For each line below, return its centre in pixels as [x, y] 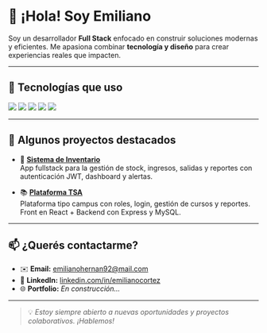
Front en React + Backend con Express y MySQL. [100, 212]
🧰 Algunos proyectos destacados [92, 140]
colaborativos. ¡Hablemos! [71, 321]
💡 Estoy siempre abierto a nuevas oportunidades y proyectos [128, 312]
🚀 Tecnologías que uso [66, 88]
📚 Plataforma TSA [51, 192]
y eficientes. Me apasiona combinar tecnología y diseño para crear [118, 46]
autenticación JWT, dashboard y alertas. [86, 176]
